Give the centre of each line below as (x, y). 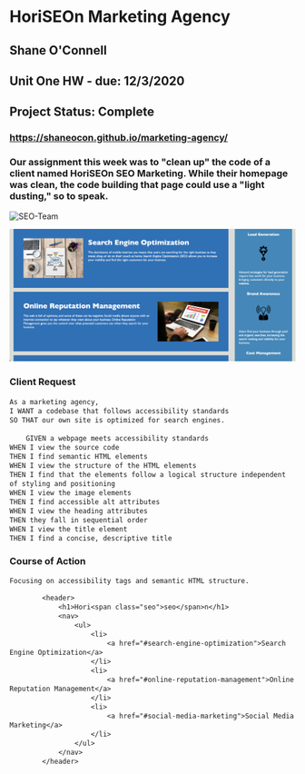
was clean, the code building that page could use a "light (137, 185)
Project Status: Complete (82, 112)
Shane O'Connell (58, 50)
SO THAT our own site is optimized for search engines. (117, 420)
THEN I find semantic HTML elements (79, 456)
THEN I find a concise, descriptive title (91, 538)
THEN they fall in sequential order (79, 520)
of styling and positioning (63, 483)
